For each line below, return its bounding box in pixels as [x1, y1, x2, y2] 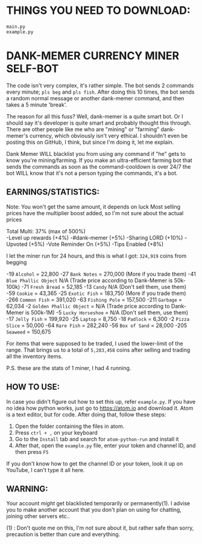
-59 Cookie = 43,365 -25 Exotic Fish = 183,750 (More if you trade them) [6, 290, 186, 297]
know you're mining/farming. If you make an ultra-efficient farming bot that [6, 157, 193, 164]
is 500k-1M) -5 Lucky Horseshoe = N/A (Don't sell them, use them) [25, 309, 189, 316]
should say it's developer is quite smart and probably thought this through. [6, 119, 192, 126]
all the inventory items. [6, 352, 63, 360]
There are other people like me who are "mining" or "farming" [6, 125, 160, 133]
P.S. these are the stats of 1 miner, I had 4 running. [6, 364, 131, 372]
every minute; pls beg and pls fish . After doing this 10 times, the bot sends [6, 88, 195, 96]
